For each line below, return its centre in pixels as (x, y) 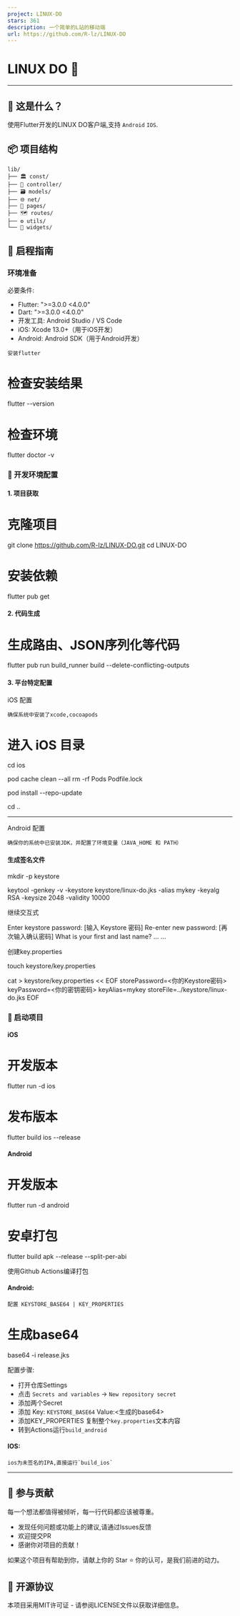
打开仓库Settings (42, 1385)
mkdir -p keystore (34, 876)
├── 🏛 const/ (28, 176)
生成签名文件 (26, 860)
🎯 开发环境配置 (33, 475)
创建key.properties (35, 951)
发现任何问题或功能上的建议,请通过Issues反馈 (85, 1527)
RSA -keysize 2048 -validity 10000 (59, 898)
